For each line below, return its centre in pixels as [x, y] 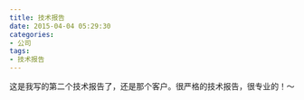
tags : [19, 51]
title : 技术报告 [37, 18]
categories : [32, 34]
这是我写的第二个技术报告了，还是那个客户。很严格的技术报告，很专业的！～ [152, 86]
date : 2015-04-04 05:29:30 [60, 26]
